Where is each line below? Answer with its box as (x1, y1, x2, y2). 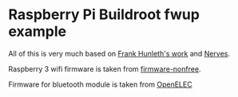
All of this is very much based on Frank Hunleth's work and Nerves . (8, 48, 230, 58)
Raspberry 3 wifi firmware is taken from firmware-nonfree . (8, 64, 201, 73)
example (8, 22, 67, 41)
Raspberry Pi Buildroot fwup (8, 6, 200, 24)
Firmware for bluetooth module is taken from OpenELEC (8, 80, 193, 89)
